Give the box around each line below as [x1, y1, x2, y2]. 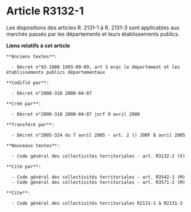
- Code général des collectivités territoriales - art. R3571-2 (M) [11, 179, 186, 185]
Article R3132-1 [6, 4, 84, 18]
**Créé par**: [6, 101, 42, 107]
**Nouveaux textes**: [6, 143, 60, 149]
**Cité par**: [6, 163, 42, 169]
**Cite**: [6, 190, 31, 196]
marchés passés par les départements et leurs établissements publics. [6, 30, 180, 37]
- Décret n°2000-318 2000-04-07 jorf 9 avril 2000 [11, 111, 140, 117]
